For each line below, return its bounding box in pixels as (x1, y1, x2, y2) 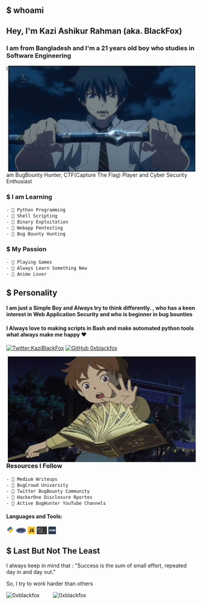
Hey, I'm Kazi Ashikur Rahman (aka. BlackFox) (6, 26, 182, 36)
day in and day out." (6, 568, 56, 575)
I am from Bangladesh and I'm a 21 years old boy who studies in (6, 44, 195, 52)
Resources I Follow (6, 462, 63, 470)
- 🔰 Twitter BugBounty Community (6, 488, 90, 494)
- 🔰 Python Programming (6, 207, 66, 213)
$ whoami (6, 5, 44, 16)
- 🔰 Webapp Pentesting (6, 225, 63, 231)
